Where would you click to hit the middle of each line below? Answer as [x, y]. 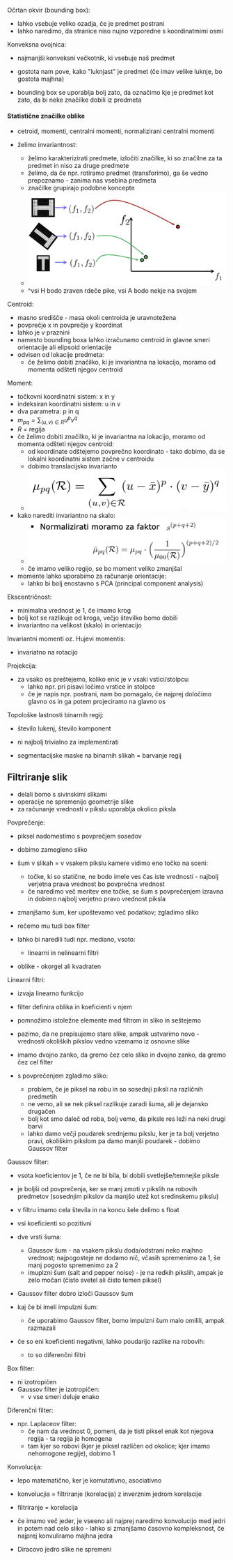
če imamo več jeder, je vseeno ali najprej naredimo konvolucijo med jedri [121, 1521]
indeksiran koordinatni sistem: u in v [69, 404]
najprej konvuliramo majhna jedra [65, 1536]
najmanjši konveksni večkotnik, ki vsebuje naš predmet [96, 58]
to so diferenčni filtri [56, 1354]
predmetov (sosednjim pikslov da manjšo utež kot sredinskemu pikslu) [118, 1196]
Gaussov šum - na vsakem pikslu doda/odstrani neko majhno [115, 1250]
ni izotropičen [37, 1382]
